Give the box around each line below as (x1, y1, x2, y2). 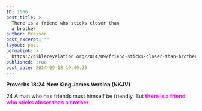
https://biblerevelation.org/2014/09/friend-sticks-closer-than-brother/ (11, 53, 200, 59)
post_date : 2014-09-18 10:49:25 (6, 64, 87, 71)
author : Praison (6, 31, 47, 37)
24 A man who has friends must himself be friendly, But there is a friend (6, 92, 186, 100)
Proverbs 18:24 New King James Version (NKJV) (6, 81, 131, 88)
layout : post (6, 43, 39, 49)
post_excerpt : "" (6, 37, 50, 43)
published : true (6, 59, 47, 65)
